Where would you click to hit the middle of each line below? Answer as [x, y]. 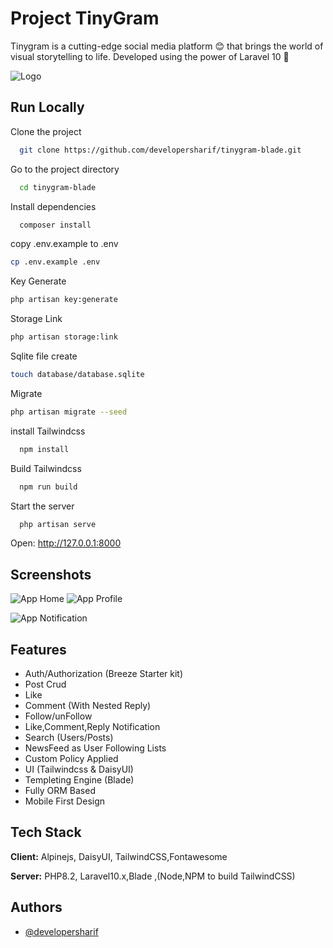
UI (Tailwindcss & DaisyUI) [79, 769]
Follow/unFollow [58, 716]
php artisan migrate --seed [69, 412]
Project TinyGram [85, 18]
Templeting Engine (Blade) [79, 780]
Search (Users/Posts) [69, 737]
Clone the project [46, 131]
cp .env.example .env [55, 262]
